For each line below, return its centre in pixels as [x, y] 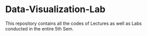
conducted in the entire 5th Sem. [40, 28]
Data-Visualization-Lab [55, 9]
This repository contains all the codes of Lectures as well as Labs [73, 23]
